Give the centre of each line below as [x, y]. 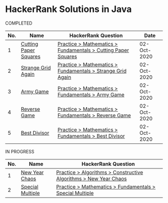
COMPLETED [19, 23]
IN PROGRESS [20, 151]
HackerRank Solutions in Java [68, 9]
